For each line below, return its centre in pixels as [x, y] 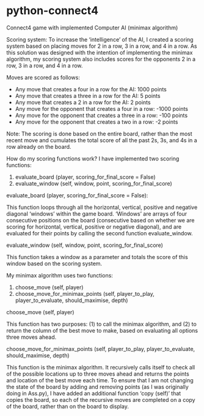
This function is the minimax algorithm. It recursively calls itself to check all [101, 367]
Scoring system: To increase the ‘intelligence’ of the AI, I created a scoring [100, 39]
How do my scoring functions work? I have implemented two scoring [93, 158]
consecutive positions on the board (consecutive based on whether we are [100, 220]
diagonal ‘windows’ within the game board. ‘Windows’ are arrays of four [97, 214]
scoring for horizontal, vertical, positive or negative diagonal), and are [94, 227]
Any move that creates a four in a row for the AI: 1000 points [91, 89]
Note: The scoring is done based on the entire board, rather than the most [99, 134]
